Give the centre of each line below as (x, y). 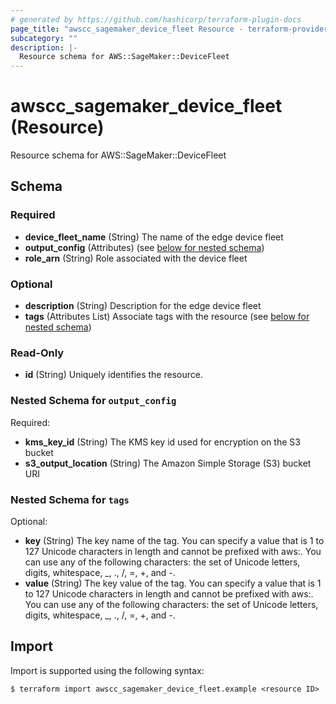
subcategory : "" (44, 38)
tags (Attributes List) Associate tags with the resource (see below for (167, 317)
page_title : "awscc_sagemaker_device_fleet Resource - (127, 29)
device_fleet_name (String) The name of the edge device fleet (154, 237)
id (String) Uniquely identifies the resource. (113, 375)
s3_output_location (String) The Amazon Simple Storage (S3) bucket (168, 463)
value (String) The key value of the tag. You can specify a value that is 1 (173, 583)
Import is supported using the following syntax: (107, 670)
